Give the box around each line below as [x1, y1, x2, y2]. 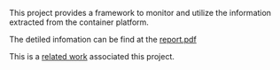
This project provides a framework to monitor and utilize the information [9, 8, 272, 18]
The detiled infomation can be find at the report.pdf [9, 35, 197, 44]
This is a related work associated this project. [9, 51, 175, 61]
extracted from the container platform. [9, 17, 149, 27]
